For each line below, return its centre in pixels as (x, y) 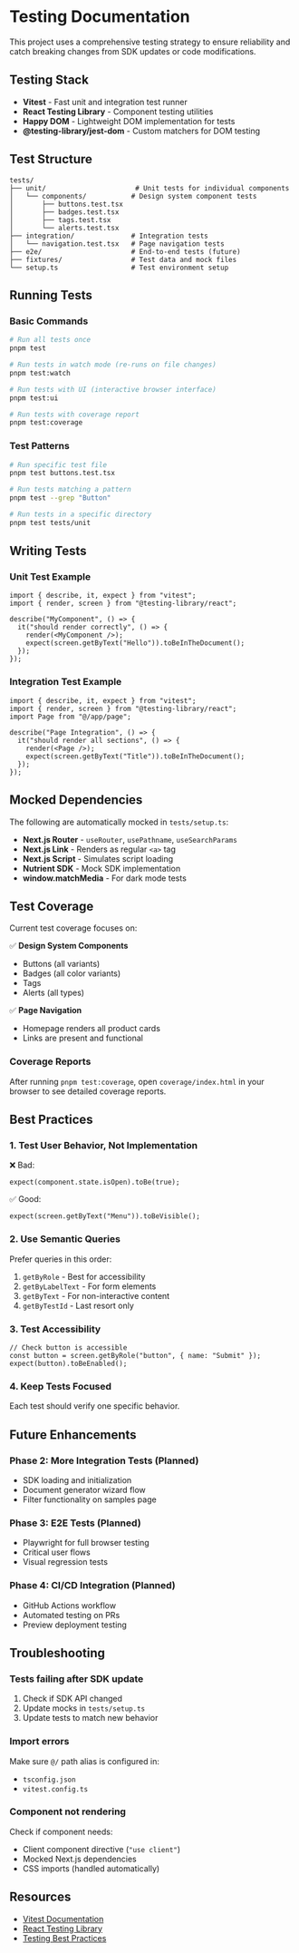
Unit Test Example (50, 577)
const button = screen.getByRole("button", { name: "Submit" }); (135, 1355)
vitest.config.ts (55, 1789)
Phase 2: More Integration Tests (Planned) (104, 1460)
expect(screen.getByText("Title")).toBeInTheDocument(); (135, 756)
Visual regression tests (65, 1562)
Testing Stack (49, 80)
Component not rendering (68, 1811)
